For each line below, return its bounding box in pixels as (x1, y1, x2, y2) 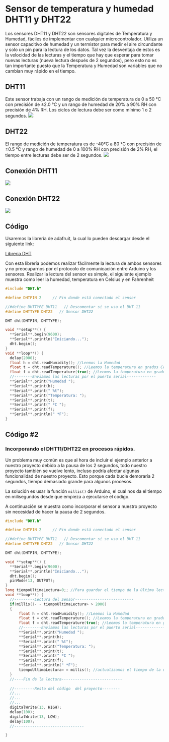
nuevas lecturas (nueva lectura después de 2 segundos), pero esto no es (5, 57, 157, 63)
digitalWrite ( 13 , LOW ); (10, 714, 59, 719)
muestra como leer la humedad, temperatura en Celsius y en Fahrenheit (5, 276, 154, 282)
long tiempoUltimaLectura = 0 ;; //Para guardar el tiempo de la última (5, 588, 154, 593)
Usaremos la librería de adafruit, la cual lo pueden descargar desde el (5, 236, 150, 241)
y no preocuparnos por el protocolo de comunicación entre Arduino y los (5, 266, 156, 271)
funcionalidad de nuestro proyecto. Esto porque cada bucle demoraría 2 (5, 473, 155, 479)
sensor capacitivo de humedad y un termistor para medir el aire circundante (5, 41, 163, 47)
